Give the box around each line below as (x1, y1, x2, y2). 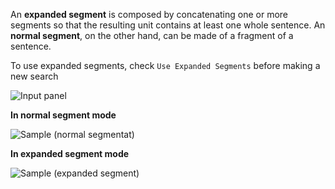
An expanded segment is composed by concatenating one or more (10, 9, 288, 20)
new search (10, 70, 59, 82)
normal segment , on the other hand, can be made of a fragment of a (10, 30, 294, 41)
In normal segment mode (10, 109, 117, 121)
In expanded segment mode (10, 148, 130, 159)
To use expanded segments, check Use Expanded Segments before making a (10, 60, 321, 71)
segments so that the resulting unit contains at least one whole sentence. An (10, 19, 326, 31)
